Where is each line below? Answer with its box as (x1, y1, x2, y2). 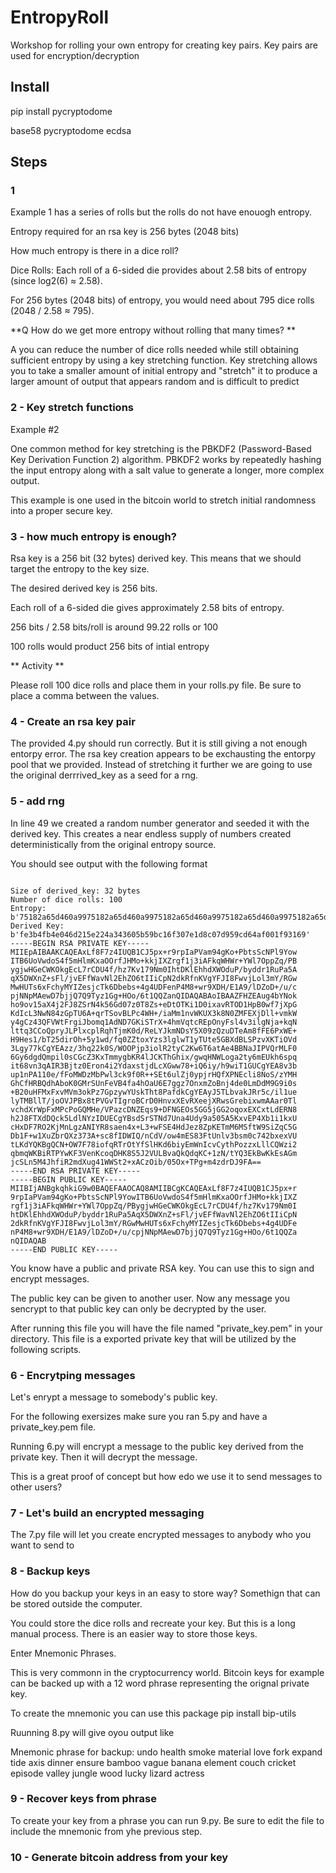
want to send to (10, 1539, 75, 1551)
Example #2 (10, 423, 60, 435)
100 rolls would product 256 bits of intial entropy (10, 641, 210, 653)
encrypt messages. (10, 1272, 90, 1285)
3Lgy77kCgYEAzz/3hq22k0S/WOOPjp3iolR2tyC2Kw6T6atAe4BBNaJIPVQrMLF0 (10, 1043, 298, 1053)
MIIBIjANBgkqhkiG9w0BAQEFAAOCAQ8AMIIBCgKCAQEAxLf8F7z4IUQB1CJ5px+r (10, 1183, 298, 1193)
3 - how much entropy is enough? (10, 529, 177, 543)
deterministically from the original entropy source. (10, 838, 217, 850)
